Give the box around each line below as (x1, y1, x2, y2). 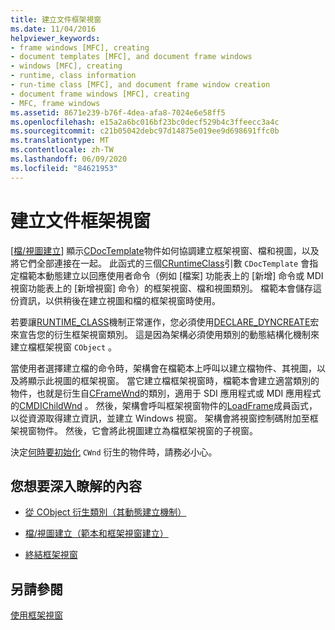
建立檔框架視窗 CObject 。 (10, 341, 117, 353)
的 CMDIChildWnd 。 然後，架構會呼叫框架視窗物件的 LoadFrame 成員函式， (10, 399, 318, 411)
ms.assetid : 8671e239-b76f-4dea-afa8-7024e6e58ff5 (10, 107, 226, 118)
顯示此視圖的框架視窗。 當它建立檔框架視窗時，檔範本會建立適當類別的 (27, 374, 320, 386)
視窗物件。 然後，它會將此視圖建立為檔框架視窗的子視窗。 (18, 424, 258, 436)
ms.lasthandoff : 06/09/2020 (10, 154, 128, 164)
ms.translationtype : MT (10, 136, 110, 146)
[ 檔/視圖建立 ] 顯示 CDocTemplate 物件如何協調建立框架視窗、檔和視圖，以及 (10, 244, 320, 256)
